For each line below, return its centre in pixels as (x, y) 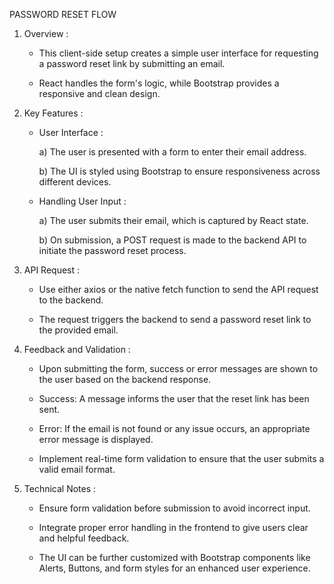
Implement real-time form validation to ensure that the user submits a (181, 458)
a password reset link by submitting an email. (132, 63)
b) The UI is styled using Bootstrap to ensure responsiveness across (179, 171)
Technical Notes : (60, 488)
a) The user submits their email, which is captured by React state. (173, 220)
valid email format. (77, 469)
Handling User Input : (82, 201)
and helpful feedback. (84, 538)
